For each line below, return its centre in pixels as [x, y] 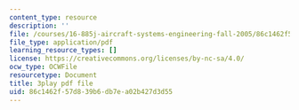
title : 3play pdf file [51, 83]
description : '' [39, 26]
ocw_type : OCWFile [43, 67]
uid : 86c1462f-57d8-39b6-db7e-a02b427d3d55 [91, 91]
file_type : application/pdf [61, 42]
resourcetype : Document [53, 75]
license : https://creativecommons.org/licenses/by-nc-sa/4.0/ [127, 59]
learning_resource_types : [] [63, 51]
